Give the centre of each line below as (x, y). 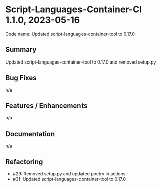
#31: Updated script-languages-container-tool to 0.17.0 (69, 179)
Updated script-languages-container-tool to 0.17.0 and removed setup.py (81, 62)
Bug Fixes (21, 78)
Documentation (30, 134)
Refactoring (24, 162)
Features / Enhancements (46, 106)
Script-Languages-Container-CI (74, 9)
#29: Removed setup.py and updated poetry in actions (69, 174)
